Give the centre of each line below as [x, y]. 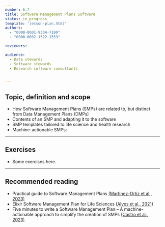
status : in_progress [26, 19]
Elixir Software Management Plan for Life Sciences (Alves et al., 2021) [83, 204]
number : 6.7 [17, 10]
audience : [15, 55]
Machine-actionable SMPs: [40, 130]
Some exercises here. [34, 161]
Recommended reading [42, 182]
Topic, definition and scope [48, 97]
